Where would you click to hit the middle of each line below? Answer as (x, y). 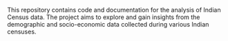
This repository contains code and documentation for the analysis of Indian (114, 10)
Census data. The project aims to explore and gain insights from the (104, 17)
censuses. (22, 31)
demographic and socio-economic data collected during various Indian (108, 24)
